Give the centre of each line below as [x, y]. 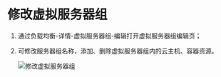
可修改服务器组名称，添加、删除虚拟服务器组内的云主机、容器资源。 [118, 51]
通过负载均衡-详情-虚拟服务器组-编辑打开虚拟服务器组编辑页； [109, 36]
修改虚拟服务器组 [58, 15]
